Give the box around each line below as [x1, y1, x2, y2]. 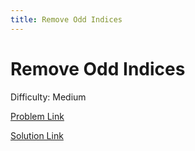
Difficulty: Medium [10, 91, 87, 103]
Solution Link [10, 129, 64, 141]
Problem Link [10, 110, 65, 122]
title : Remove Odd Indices [10, 14, 123, 25]
